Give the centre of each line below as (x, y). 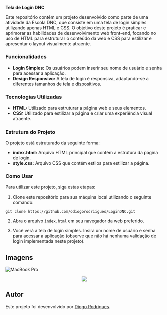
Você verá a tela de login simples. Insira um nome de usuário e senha (84, 231)
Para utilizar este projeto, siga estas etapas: (50, 187)
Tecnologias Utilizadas (34, 97)
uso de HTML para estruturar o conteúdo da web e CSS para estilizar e (78, 38)
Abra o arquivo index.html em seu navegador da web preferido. (78, 221)
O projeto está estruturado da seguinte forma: (53, 143)
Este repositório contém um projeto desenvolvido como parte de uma (77, 17)
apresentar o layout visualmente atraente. (48, 44)
